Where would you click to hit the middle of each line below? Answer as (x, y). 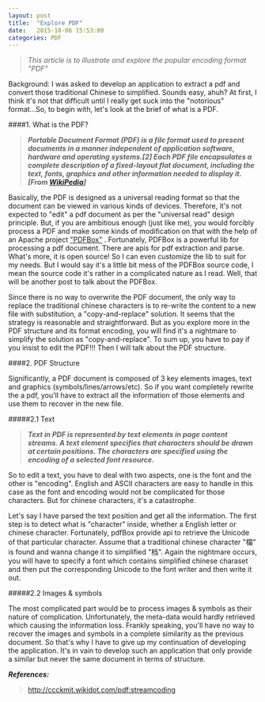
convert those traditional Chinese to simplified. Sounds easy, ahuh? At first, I (132, 93)
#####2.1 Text (32, 419)
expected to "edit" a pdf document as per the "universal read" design (121, 214)
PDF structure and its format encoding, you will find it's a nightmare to (123, 331)
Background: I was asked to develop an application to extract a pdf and (124, 84)
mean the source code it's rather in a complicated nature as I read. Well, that (133, 274)
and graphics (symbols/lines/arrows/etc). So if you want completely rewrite (131, 387)
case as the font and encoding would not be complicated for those (117, 492)
